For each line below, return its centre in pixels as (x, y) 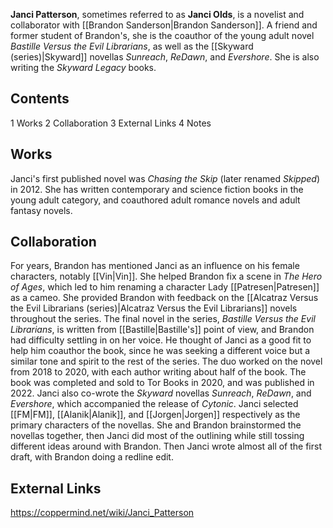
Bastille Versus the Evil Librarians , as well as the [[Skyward (132, 46)
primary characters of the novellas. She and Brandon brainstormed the (156, 425)
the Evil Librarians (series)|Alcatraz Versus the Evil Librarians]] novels (154, 308)
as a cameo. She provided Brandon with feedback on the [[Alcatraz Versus (164, 298)
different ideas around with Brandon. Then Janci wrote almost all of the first (166, 446)
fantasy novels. (41, 210)
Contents (40, 99)
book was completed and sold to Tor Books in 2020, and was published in (162, 383)
